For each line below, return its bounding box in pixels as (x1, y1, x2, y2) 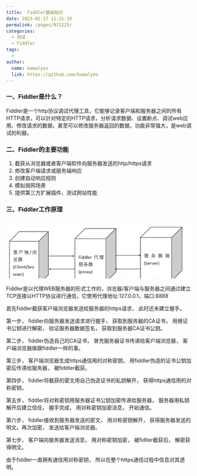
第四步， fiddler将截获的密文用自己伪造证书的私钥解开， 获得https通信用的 (6, 377, 186, 384)
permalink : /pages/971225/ (6, 22, 72, 28)
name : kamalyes (11, 65, 49, 71)
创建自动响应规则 (14, 174, 56, 182)
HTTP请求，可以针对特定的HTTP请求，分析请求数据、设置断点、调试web (6, 115, 183, 122)
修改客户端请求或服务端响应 (14, 167, 82, 174)
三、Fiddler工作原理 (6, 205, 63, 213)
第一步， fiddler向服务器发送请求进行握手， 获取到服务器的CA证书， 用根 (6, 317, 183, 324)
